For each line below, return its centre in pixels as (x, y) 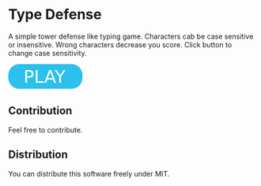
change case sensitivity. (47, 53)
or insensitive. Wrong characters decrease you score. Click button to (120, 44)
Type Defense (55, 15)
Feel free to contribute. (45, 130)
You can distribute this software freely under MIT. (89, 173)
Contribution (40, 111)
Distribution (38, 155)
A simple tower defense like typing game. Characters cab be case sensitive (131, 36)
